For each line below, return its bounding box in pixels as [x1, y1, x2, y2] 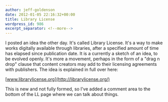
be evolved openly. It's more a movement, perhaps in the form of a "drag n [5, 56, 160, 62]
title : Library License [5, 17, 55, 22]
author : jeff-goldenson [5, 7, 55, 13]
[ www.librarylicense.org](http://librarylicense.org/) [5, 76, 110, 82]
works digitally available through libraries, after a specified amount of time [5, 45, 159, 51]
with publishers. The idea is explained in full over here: [5, 66, 118, 73]
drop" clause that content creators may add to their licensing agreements [5, 61, 157, 67]
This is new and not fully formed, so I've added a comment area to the [5, 86, 151, 92]
